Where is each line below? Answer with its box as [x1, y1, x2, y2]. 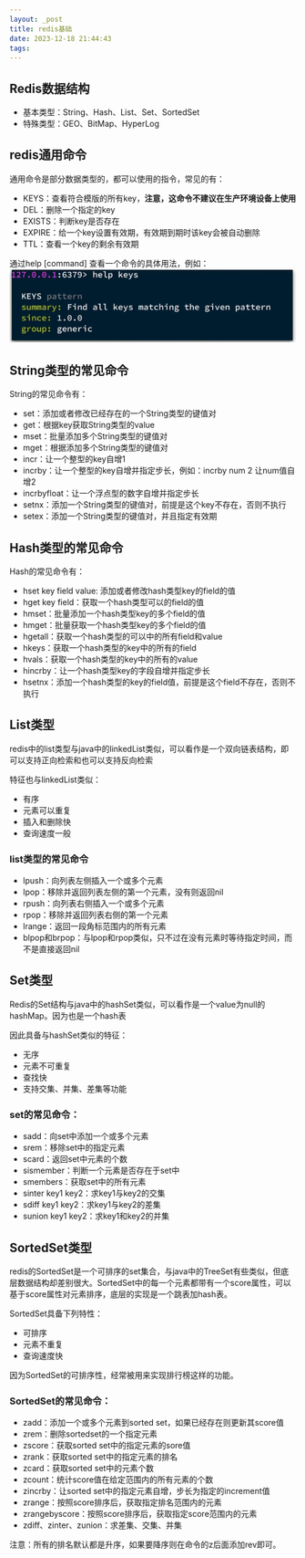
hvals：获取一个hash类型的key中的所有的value [22, 654, 198, 664]
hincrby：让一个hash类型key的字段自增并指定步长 [22, 664, 211, 675]
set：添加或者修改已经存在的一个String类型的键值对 [22, 408, 217, 419]
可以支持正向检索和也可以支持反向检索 [9, 754, 153, 766]
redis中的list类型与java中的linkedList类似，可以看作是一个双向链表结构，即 [9, 743, 290, 754]
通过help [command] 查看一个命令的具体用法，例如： [9, 257, 209, 268]
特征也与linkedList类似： [9, 774, 102, 785]
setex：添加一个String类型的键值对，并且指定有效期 [22, 511, 218, 522]
